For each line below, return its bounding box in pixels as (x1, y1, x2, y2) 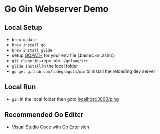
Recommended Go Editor (4, 111, 84, 119)
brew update (11, 37, 37, 42)
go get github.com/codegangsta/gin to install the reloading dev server (11, 68, 156, 74)
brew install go (11, 43, 46, 48)
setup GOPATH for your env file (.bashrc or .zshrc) (11, 52, 115, 58)
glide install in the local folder (11, 63, 78, 69)
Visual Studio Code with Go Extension (11, 124, 90, 130)
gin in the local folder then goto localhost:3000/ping (11, 96, 119, 102)
